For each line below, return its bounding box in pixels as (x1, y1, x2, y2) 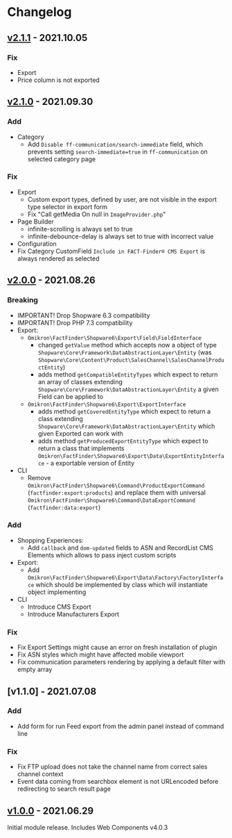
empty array (17, 665, 53, 674)
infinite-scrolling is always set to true (27, 224, 133, 233)
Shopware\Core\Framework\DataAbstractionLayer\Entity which (37, 422, 215, 430)
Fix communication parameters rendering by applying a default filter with (17, 658, 226, 666)
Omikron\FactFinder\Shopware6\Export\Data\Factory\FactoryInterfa (27, 574, 224, 581)
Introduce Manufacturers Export (27, 609, 120, 618)
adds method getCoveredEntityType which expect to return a (37, 407, 211, 416)
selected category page (27, 154, 96, 163)
